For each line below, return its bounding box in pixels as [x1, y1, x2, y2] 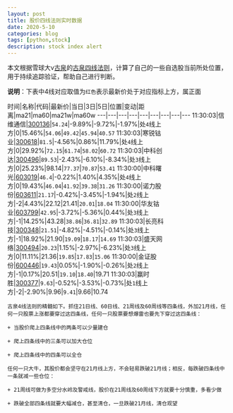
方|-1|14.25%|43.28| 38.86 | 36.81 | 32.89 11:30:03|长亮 [7, 217, 157, 225]
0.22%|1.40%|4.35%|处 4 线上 [56, 173, 142, 181]
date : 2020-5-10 [7, 23, 55, 30]
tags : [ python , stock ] [7, 37, 71, 44]
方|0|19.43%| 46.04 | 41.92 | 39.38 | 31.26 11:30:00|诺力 [7, 181, 155, 190]
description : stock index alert [7, 43, 102, 50]
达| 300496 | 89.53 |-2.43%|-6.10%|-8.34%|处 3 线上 [7, 155, 152, 163]
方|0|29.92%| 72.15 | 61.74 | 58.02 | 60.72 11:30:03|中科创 [7, 146, 162, 155]
